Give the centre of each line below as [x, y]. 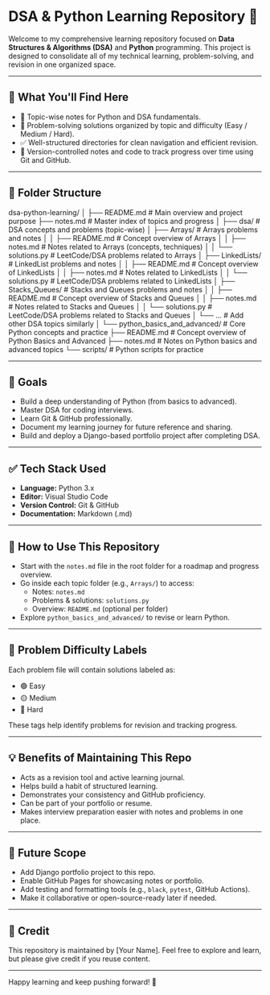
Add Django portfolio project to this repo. [88, 873]
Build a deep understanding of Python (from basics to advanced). [128, 401]
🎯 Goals [28, 382]
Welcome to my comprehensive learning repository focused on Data [121, 39]
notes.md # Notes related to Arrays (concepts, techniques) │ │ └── [121, 247]
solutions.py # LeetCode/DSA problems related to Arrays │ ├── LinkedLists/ [135, 255]
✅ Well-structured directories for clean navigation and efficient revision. [139, 142]
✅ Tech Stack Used [57, 468]
